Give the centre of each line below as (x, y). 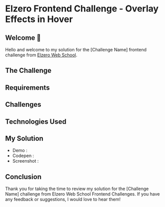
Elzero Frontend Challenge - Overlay (82, 9)
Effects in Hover (39, 19)
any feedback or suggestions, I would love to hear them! (63, 200)
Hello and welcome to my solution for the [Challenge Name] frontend (76, 50)
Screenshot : (25, 161)
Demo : (20, 151)
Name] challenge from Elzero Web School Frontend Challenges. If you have (82, 194)
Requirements (27, 88)
